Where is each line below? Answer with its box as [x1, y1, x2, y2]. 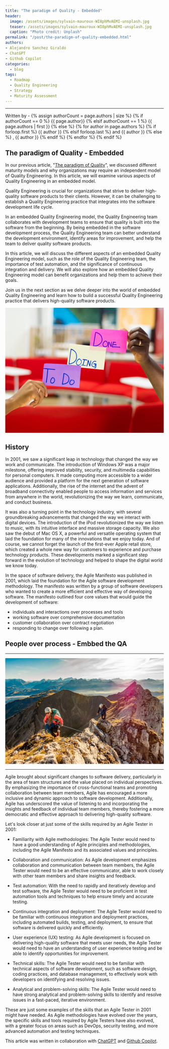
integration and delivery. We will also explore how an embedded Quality [5, 267, 154, 273]
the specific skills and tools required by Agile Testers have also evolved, [5, 1018, 154, 1024]
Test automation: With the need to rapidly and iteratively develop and [12, 883, 156, 889]
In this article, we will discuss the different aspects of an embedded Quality [5, 251, 161, 257]
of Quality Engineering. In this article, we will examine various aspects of [5, 173, 156, 179]
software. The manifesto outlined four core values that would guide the [5, 593, 152, 600]
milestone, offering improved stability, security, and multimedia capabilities [5, 467, 160, 473]
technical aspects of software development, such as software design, [12, 966, 157, 972]
